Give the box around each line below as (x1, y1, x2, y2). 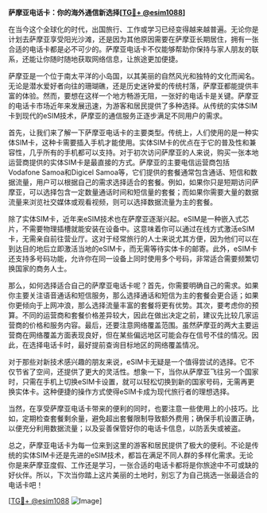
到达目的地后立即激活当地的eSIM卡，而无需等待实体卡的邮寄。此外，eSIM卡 (8, 244, 258, 253)
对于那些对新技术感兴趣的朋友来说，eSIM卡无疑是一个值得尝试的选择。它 (8, 357, 248, 366)
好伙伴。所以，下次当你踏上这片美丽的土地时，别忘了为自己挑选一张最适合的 (8, 470, 259, 480)
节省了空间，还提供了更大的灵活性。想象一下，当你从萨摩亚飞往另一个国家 (14, 367, 259, 376)
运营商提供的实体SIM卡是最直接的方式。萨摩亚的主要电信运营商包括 (8, 158, 230, 167)
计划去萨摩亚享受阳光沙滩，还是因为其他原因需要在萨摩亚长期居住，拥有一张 (8, 35, 259, 44)
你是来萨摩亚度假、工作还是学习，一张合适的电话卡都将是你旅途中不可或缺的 (8, 461, 259, 469)
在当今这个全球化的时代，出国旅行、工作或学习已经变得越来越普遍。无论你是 (8, 25, 259, 34)
